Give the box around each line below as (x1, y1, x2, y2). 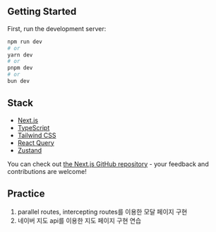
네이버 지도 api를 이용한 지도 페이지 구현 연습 (17, 216, 142, 225)
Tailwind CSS (17, 131, 56, 139)
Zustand (17, 146, 42, 154)
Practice (7, 187, 45, 200)
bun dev (7, 78, 30, 85)
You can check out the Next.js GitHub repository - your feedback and (7, 159, 210, 168)
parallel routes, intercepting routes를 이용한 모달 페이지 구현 (17, 207, 188, 216)
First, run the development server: (7, 24, 107, 33)
